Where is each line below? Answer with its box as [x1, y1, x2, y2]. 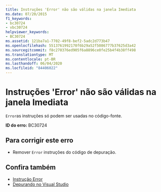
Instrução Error [12, 176, 43, 182]
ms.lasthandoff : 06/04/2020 [5, 61, 63, 66]
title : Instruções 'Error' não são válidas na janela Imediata [5, 7, 136, 12]
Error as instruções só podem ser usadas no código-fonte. [5, 112, 123, 119]
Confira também [5, 163, 56, 172]
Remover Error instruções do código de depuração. [12, 149, 116, 155]
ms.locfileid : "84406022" [5, 66, 58, 71]
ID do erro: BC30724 [5, 122, 48, 128]
